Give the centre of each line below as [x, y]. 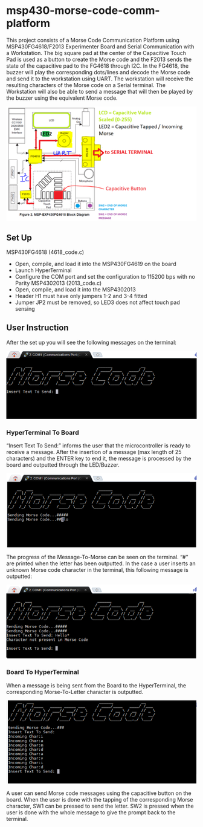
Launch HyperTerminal [43, 270]
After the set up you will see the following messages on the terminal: [92, 342]
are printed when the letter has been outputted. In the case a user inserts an [101, 563]
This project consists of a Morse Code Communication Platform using [93, 40]
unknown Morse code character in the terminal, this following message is [97, 569]
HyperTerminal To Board [43, 432]
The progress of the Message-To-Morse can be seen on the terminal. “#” [97, 557]
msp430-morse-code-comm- [83, 11]
